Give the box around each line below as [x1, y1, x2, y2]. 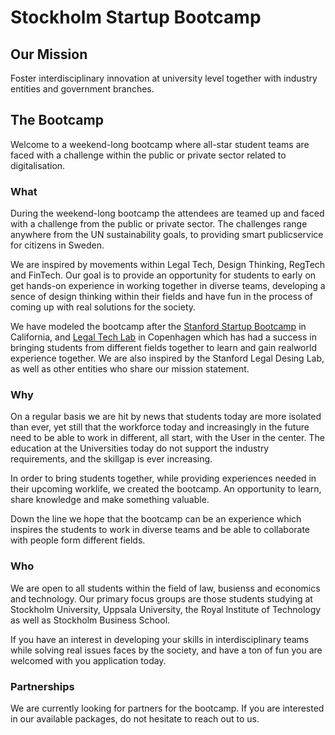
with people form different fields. [10, 534, 146, 546]
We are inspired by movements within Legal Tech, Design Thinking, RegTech [10, 259, 326, 271]
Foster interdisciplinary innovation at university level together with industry [10, 72, 318, 84]
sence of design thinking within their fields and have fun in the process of [10, 291, 314, 303]
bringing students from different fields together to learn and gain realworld [10, 342, 317, 354]
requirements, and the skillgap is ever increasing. [10, 453, 213, 465]
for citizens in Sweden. [10, 239, 105, 251]
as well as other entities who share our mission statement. [10, 363, 250, 375]
